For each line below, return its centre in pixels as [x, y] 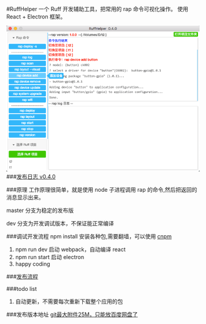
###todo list [22, 289]
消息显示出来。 [25, 197]
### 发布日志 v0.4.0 [31, 177]
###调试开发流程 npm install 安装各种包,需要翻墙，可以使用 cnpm [89, 236]
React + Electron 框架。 [36, 17]
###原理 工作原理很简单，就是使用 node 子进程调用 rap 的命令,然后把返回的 [102, 190]
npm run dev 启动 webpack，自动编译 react [70, 249]
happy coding [32, 264]
